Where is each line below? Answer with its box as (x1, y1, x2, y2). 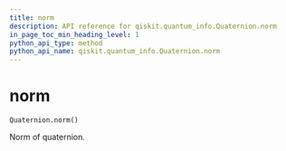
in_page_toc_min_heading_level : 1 (9, 30, 140, 39)
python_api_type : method (9, 38, 103, 48)
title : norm (9, 13, 54, 23)
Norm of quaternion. (9, 132, 86, 143)
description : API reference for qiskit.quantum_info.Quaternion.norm (9, 22, 278, 31)
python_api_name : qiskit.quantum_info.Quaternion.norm (9, 47, 221, 56)
